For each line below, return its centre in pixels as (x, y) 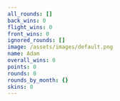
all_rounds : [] (30, 14)
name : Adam (24, 54)
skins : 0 (20, 87)
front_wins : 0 (29, 34)
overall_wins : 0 (31, 60)
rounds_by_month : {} (38, 80)
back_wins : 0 (27, 21)
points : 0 (22, 67)
